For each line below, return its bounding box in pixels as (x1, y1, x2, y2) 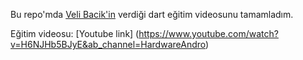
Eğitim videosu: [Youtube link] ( (10, 28, 140, 39)
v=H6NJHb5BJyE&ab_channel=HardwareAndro (10, 39, 207, 50)
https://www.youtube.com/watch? (138, 28, 279, 39)
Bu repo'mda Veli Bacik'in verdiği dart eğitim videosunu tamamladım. (10, 9, 294, 20)
